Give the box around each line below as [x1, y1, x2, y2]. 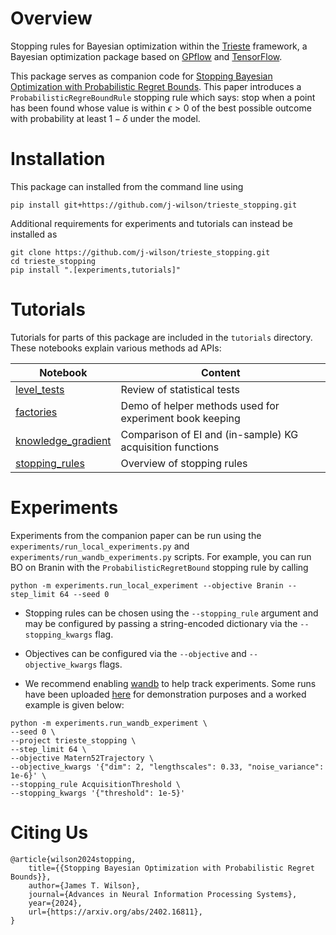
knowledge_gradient [15, 433, 112, 447]
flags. [99, 658, 123, 670]
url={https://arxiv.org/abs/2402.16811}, [28, 907, 203, 917]
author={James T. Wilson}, [28, 880, 141, 891]
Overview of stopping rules [120, 456, 248, 470]
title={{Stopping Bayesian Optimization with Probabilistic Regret [28, 863, 315, 873]
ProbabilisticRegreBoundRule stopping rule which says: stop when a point [10, 91, 316, 103]
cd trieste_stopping [10, 256, 97, 266]
